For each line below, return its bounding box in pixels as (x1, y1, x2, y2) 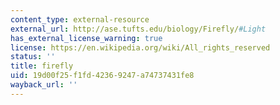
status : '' (10, 52, 56, 62)
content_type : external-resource (10, 14, 150, 25)
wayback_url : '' (10, 80, 78, 90)
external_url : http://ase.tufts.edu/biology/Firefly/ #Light (10, 24, 267, 34)
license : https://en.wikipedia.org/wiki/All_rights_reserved (10, 42, 271, 53)
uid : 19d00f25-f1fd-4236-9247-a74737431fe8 (10, 71, 195, 81)
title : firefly (10, 61, 74, 71)
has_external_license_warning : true (10, 33, 163, 43)
